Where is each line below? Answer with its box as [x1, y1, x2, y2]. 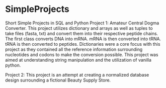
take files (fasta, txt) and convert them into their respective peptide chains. [5, 30, 158, 36]
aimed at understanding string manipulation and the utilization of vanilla [5, 57, 152, 63]
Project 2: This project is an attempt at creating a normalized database [5, 72, 149, 78]
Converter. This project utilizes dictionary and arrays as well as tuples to [5, 25, 153, 31]
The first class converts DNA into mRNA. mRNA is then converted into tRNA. [5, 36, 162, 42]
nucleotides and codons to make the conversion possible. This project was [5, 51, 159, 58]
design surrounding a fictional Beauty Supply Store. [5, 77, 111, 83]
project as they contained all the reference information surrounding [5, 46, 143, 52]
